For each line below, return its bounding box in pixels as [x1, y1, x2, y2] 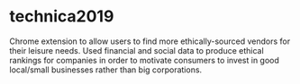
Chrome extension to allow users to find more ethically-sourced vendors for [9, 36, 291, 46]
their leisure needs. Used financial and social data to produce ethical [9, 45, 264, 55]
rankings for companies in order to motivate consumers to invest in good [9, 55, 279, 65]
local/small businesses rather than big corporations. [9, 64, 203, 75]
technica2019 [9, 6, 114, 27]
